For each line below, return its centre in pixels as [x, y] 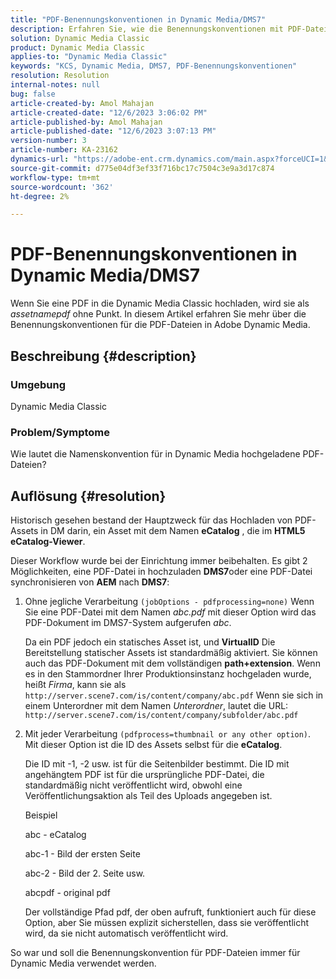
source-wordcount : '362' [62, 187]
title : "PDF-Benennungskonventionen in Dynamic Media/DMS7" [138, 19]
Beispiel [41, 815]
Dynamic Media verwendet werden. [83, 963]
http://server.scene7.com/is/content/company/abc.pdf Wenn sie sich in [174, 695]
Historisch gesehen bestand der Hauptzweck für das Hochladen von [151, 520]
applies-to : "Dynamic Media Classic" [89, 57]
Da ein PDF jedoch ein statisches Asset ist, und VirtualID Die [150, 642]
